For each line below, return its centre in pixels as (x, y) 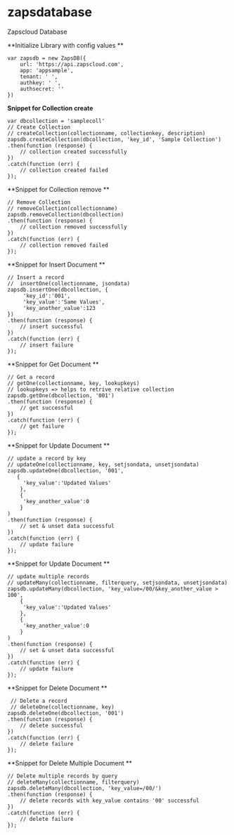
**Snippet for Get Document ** (53, 364)
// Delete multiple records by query (63, 776)
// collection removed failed (64, 245)
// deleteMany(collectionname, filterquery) (73, 782)
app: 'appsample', (47, 70)
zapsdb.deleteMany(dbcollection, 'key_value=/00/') (84, 788)
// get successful (47, 408)
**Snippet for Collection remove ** (59, 189)
